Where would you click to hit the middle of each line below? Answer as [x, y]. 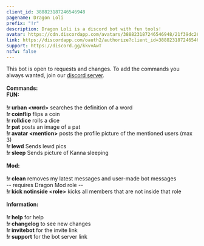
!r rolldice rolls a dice [33, 120]
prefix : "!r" [23, 23]
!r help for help [25, 217]
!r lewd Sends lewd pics [36, 146]
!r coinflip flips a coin [33, 114]
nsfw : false [21, 52]
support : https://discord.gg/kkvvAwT [54, 46]
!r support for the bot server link [47, 236]
